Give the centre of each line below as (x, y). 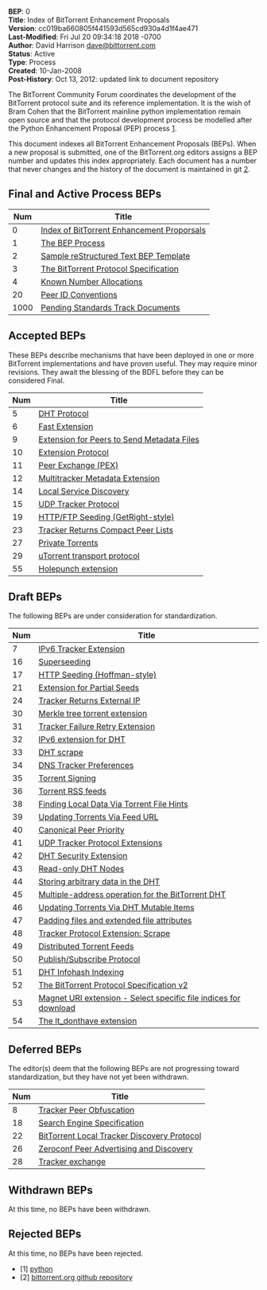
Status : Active (32, 54)
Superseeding (65, 662)
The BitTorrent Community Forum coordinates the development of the (122, 94)
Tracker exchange (72, 1162)
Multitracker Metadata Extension (99, 478)
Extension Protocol (74, 452)
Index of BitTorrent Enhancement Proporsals (124, 230)
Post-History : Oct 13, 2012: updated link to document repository (114, 79)
